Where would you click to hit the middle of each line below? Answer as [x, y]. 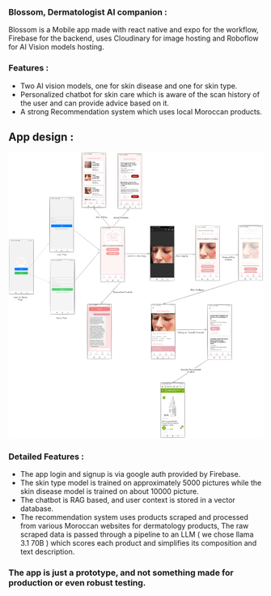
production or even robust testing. [77, 583]
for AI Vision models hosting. [57, 47]
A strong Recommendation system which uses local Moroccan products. [141, 111]
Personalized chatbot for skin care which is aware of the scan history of [140, 94]
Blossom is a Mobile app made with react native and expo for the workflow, [133, 30]
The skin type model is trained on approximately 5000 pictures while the [141, 483]
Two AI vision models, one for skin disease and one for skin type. [129, 86]
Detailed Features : [47, 457]
